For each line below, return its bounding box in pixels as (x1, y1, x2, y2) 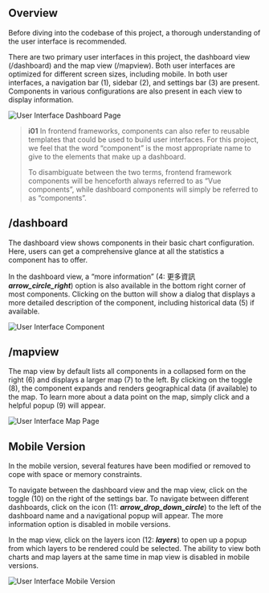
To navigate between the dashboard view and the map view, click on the (8, 485, 247, 495)
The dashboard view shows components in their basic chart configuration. (8, 238, 255, 247)
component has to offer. (8, 255, 88, 264)
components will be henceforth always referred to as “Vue (27, 176, 222, 185)
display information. (8, 94, 74, 104)
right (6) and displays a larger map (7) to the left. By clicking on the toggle (8, 375, 253, 385)
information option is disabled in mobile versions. (8, 520, 171, 529)
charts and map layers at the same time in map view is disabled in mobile (8, 552, 251, 562)
